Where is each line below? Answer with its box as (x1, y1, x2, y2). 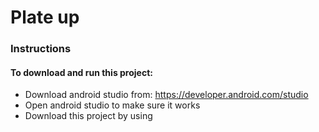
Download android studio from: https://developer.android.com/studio (24, 89, 309, 101)
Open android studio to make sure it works (24, 99, 201, 111)
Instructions (10, 42, 72, 56)
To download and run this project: (10, 66, 153, 78)
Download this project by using (24, 110, 153, 122)
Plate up (10, 6, 80, 29)
